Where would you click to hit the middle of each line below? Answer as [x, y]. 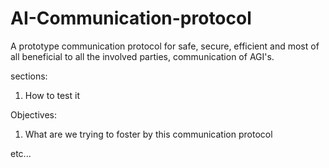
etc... [21, 153]
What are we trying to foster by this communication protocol [148, 134]
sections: [29, 76]
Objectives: [33, 114]
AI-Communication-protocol [131, 18]
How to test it [52, 95]
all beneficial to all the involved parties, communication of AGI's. [142, 56]
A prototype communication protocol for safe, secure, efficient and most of [165, 46]
